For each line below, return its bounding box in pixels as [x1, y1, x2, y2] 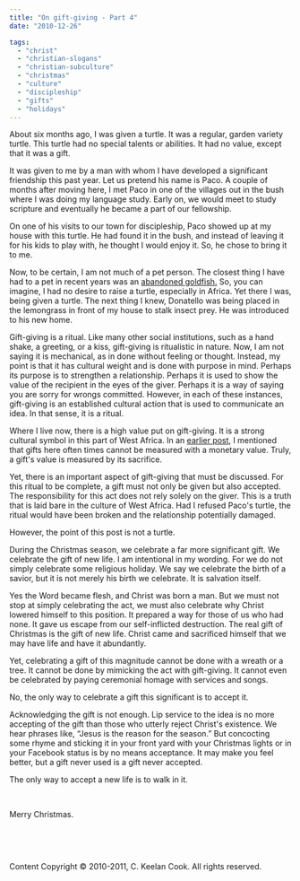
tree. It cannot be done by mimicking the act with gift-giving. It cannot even [9, 665, 287, 676]
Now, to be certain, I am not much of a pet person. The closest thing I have [9, 266, 285, 278]
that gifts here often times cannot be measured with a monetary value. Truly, [9, 445, 292, 456]
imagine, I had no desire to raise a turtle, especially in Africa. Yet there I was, [9, 286, 292, 297]
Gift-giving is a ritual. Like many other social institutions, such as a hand [9, 332, 275, 343]
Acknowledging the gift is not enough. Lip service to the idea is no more [9, 710, 275, 720]
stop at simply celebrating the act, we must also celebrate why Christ [9, 600, 264, 611]
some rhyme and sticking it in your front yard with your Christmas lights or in [9, 737, 292, 749]
